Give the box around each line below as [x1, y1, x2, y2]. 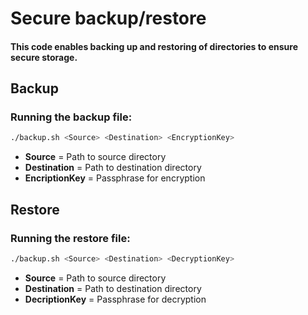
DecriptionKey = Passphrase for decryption [24, 293, 207, 305]
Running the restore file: [10, 231, 131, 245]
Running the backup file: [10, 110, 133, 124]
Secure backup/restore [10, 7, 207, 30]
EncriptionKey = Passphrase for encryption [24, 172, 206, 184]
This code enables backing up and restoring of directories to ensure [10, 40, 298, 52]
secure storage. [10, 51, 78, 63]
